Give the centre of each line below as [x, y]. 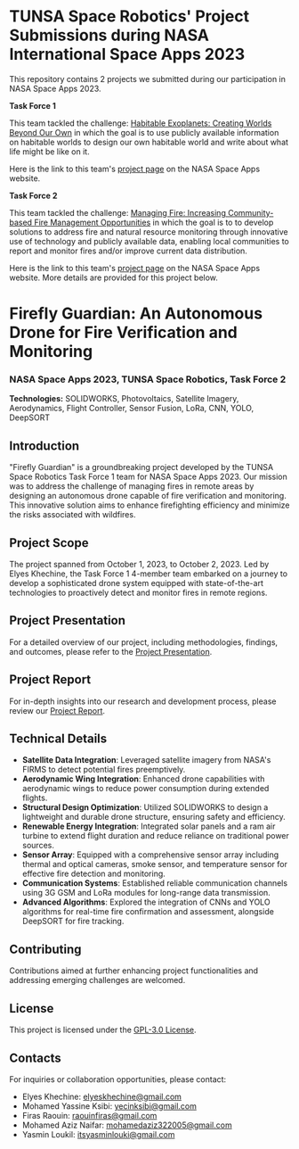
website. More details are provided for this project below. [113, 277]
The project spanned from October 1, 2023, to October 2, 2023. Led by [139, 565]
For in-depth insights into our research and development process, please [143, 701]
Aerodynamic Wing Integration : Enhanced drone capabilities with [143, 779]
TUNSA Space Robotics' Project [129, 17]
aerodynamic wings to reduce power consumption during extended [145, 789]
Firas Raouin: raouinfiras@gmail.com [89, 1115]
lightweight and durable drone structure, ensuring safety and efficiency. [154, 817]
